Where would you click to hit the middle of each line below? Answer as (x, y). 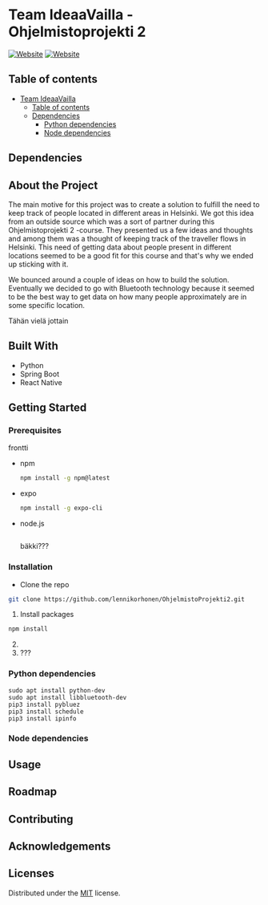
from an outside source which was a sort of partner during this (112, 221)
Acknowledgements (60, 847)
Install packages (47, 615)
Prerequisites (35, 431)
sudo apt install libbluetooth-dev (68, 697)
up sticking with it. (38, 264)
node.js (32, 524)
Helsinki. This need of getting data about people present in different (120, 247)
